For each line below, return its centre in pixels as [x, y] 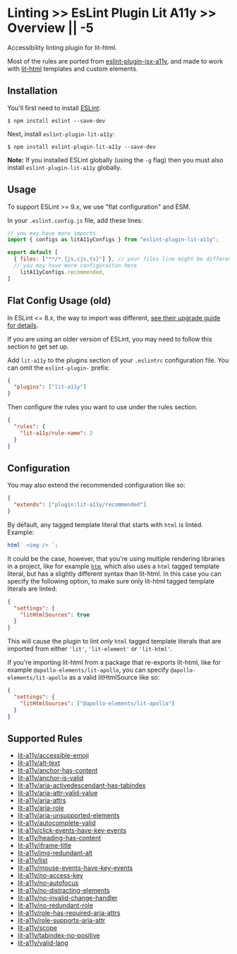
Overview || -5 [50, 28]
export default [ [33, 253]
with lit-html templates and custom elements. [73, 68]
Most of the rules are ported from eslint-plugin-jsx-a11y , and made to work [115, 61]
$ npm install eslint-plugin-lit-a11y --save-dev [82, 147]
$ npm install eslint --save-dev [56, 121]
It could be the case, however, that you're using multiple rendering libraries [116, 558]
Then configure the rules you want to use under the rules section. [103, 407]
